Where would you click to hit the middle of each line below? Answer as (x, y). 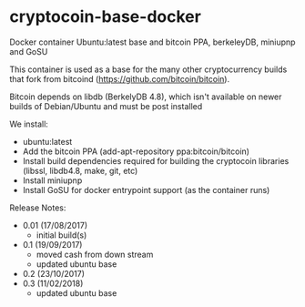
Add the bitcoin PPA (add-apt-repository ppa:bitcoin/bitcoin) (136, 151)
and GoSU (29, 51)
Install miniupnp (52, 180)
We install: (29, 124)
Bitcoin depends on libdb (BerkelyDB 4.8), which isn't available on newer (146, 97)
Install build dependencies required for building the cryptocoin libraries (156, 160)
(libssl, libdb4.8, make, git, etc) (80, 170)
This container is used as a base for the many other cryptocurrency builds (148, 69)
